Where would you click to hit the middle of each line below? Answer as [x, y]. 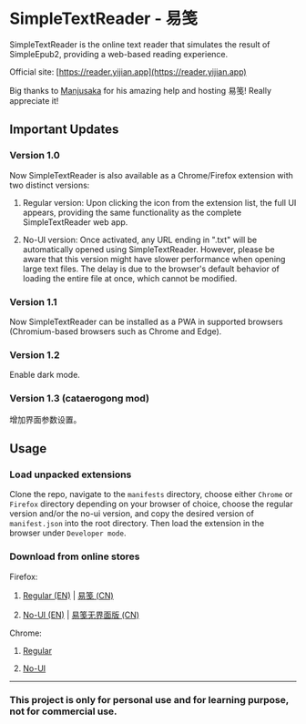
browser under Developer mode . [68, 533]
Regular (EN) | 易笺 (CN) [68, 595]
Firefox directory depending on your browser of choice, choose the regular [151, 504]
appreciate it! [34, 100]
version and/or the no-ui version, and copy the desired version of [132, 514]
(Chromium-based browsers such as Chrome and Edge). [116, 331]
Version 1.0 [35, 156]
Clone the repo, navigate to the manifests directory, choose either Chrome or [151, 495]
